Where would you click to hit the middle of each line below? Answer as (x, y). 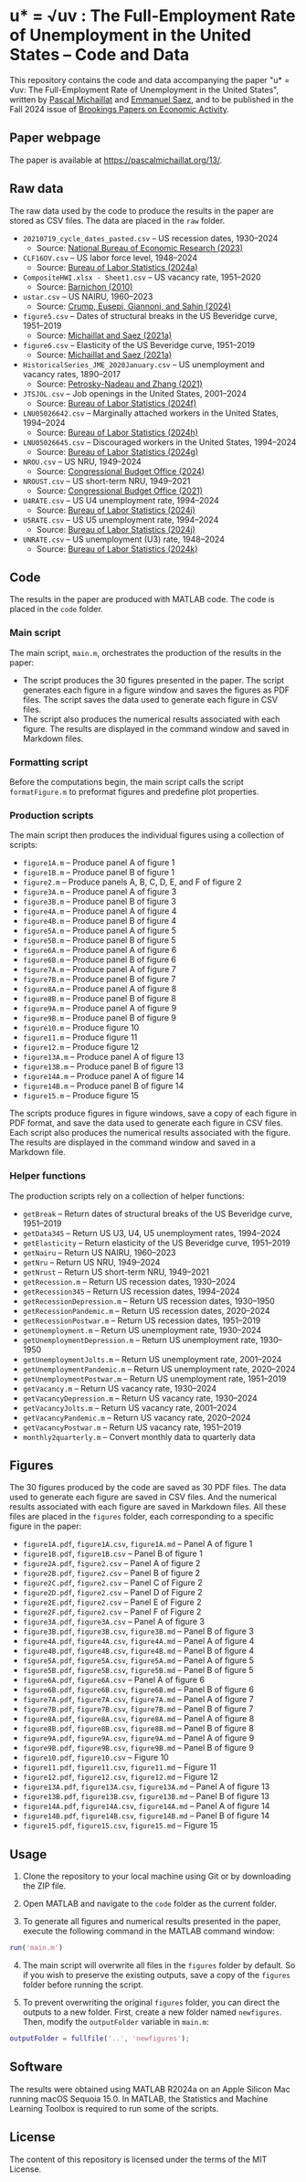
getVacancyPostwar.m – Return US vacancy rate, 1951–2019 (132, 1427)
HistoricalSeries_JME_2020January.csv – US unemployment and (143, 364)
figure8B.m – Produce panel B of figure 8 (99, 999)
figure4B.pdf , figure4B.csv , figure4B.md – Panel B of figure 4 (138, 1651)
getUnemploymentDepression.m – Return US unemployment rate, (140, 1340)
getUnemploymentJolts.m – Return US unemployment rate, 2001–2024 (152, 1359)
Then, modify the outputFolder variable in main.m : (116, 2022)
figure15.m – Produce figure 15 (81, 1096)
